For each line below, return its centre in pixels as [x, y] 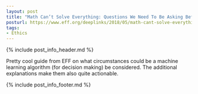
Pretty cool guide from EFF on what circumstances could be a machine [92, 61]
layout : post [22, 11]
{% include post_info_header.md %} [50, 50]
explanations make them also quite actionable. [62, 74]
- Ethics [17, 33]
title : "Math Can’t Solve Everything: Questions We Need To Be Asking [95, 17]
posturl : [17, 22]
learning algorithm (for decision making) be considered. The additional [92, 67]
